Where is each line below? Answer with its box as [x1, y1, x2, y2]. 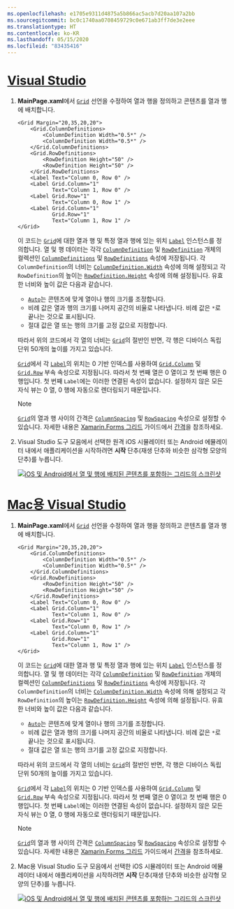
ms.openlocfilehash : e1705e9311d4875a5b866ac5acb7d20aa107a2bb [7, 10, 196, 17]
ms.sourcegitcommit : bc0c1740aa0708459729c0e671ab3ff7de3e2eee [7, 17, 196, 24]
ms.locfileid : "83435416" [7, 43, 82, 50]
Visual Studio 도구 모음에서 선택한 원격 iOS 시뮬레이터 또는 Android [17, 437, 204, 445]
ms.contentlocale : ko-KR [7, 29, 80, 37]
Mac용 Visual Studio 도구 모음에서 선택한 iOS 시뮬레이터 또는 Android [17, 862, 210, 870]
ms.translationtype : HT [7, 23, 77, 30]
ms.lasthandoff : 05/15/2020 [7, 36, 89, 43]
